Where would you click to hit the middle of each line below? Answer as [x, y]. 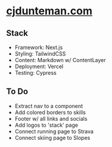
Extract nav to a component [49, 106]
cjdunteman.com [49, 11]
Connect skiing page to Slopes [52, 137]
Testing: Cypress [35, 73]
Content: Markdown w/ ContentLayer [60, 60]
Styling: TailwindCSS [40, 54]
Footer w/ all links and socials [51, 118]
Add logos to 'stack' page [46, 125]
